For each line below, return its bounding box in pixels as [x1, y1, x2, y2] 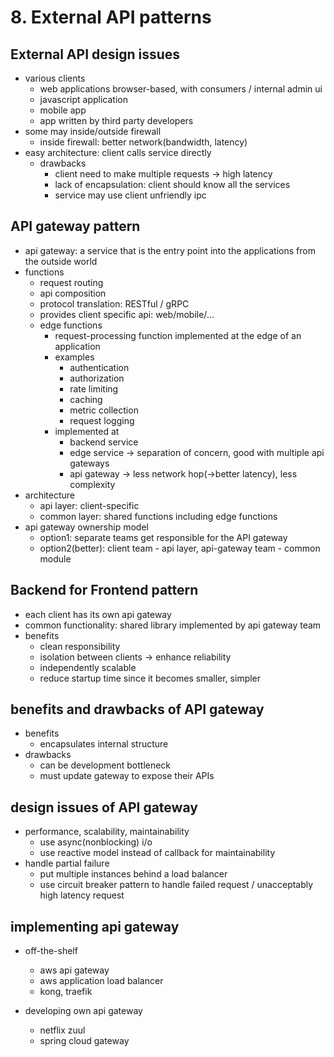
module [39, 552, 72, 565]
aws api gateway [39, 964, 110, 976]
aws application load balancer [39, 975, 164, 987]
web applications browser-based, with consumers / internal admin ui [39, 83, 323, 95]
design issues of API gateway [10, 799, 198, 816]
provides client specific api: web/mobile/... [39, 308, 215, 320]
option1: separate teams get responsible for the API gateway [39, 531, 288, 543]
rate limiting [69, 382, 119, 395]
